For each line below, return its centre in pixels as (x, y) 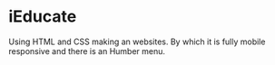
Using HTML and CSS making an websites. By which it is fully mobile (137, 42)
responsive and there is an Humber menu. (87, 51)
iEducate (43, 17)
